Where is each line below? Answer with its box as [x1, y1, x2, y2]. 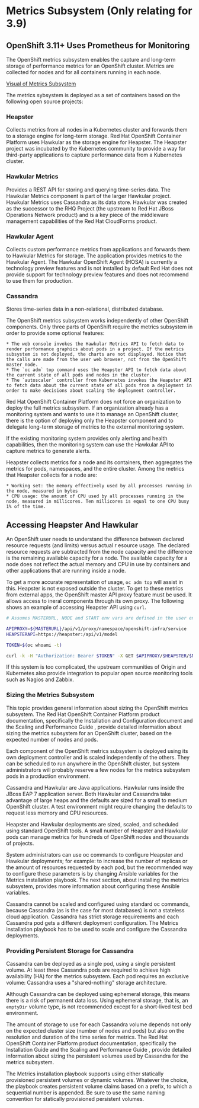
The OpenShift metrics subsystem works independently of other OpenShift [6, 317, 188, 324]
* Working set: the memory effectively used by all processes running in [6, 483, 192, 489]
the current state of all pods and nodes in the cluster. [6, 372, 152, 378]
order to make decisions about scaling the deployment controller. [6, 388, 176, 394]
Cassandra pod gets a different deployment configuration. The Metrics [6, 919, 179, 926]
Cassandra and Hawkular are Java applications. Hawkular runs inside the [6, 784, 185, 791]
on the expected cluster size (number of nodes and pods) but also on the [6, 1027, 185, 1034]
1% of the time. [6, 504, 46, 510]
